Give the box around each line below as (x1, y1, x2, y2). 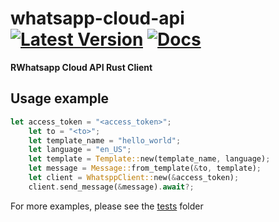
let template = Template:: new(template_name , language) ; (28, 154, 271, 164)
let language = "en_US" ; (28, 145, 132, 155)
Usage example (10, 90, 110, 107)
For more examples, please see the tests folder (10, 200, 204, 212)
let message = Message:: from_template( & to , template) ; (28, 163, 262, 174)
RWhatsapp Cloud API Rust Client (10, 61, 153, 73)
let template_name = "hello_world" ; (28, 135, 182, 146)
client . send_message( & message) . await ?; (28, 182, 195, 192)
